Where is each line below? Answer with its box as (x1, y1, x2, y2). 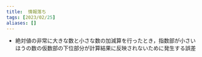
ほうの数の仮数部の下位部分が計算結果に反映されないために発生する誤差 (15, 44, 196, 52)
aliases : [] (6, 20, 36, 26)
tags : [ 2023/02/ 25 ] (6, 14, 56, 20)
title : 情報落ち (6, 8, 47, 15)
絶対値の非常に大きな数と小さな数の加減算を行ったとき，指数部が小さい (15, 37, 196, 44)
